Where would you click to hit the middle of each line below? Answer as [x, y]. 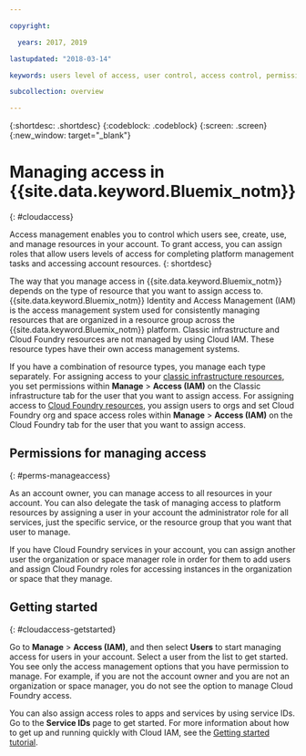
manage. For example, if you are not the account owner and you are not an [149, 676]
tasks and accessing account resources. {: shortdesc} [111, 264]
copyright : [30, 26]
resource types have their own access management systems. [125, 349]
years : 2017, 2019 [53, 42]
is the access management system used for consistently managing [135, 310]
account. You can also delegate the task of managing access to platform [145, 502]
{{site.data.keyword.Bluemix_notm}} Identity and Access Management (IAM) [153, 301]
